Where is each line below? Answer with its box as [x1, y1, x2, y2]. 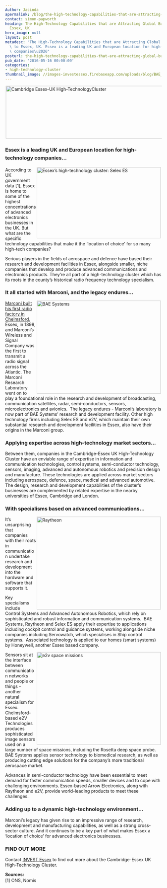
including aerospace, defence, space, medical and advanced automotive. [5, 477, 155, 483]
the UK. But [5, 224, 29, 231]
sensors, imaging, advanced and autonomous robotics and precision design [5, 466, 160, 472]
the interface [5, 657, 31, 663]
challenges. [5, 793, 29, 800]
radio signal [5, 358, 29, 364]
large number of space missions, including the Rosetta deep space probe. [5, 747, 156, 753]
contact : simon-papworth [5, 16, 56, 21]
